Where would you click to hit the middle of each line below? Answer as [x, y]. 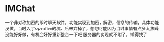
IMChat [20, 8]
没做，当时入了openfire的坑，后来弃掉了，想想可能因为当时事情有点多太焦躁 [82, 28]
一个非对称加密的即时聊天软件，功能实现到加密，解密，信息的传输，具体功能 [82, 22]
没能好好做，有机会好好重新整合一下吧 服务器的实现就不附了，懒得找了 [76, 34]
